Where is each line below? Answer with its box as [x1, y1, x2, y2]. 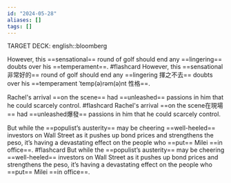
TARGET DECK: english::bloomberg [7, 42, 108, 50]
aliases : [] [7, 17, 41, 23]
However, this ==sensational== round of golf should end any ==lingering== [7, 55, 223, 64]
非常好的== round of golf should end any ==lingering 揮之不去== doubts [7, 70, 213, 79]
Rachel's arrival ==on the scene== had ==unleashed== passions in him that [7, 93, 224, 102]
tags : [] [7, 23, 32, 30]
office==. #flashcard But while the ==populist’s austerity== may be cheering [7, 146, 225, 154]
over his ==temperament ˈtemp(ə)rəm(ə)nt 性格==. [7, 79, 150, 88]
